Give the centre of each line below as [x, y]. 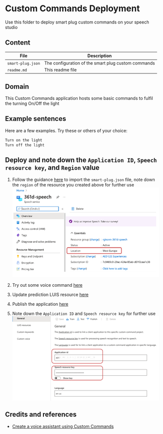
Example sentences [36, 119]
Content [18, 43]
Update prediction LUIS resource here [50, 295]
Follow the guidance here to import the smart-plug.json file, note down [83, 180]
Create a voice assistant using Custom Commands [63, 426]
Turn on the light [24, 140]
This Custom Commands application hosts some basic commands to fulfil [79, 98]
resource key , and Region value [52, 168]
